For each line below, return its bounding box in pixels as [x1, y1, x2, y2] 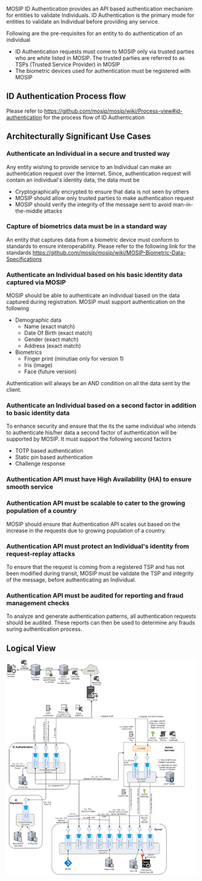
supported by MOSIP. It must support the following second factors [6, 436, 172, 443]
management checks [6, 599, 70, 607]
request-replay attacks [6, 550, 76, 558]
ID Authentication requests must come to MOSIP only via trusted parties [15, 48, 195, 55]
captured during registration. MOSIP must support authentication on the [6, 298, 186, 305]
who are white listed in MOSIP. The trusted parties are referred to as [15, 55, 185, 61]
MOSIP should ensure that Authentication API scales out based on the [6, 520, 180, 528]
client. [6, 386, 22, 393]
